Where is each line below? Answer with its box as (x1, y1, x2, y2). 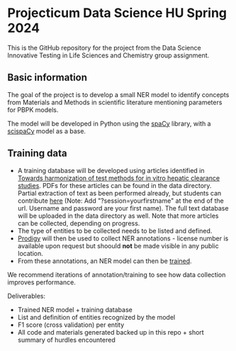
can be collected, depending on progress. (17, 218, 140, 228)
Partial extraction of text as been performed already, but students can (17, 189, 222, 197)
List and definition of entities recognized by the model (17, 313, 176, 321)
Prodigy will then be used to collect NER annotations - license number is (17, 234, 229, 243)
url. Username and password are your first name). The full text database (17, 204, 229, 212)
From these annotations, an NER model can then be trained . (17, 257, 193, 265)
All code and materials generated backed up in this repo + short (17, 328, 204, 336)
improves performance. (7, 278, 76, 286)
